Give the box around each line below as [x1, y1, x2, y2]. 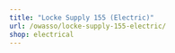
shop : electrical [9, 30, 74, 39]
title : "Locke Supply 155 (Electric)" [9, 13, 154, 22]
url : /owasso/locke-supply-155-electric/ [9, 22, 167, 31]
